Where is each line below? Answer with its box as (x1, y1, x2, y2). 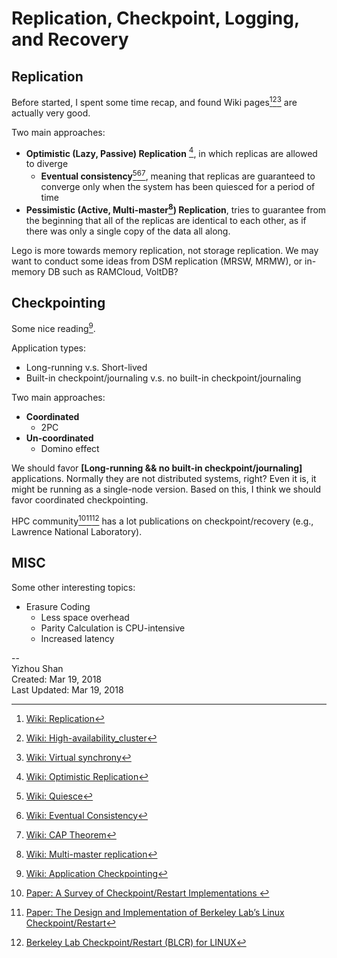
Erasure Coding (25, 600, 91, 612)
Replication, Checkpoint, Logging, (11, 7, 300, 30)
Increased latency (40, 632, 115, 644)
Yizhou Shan (11, 662, 64, 674)
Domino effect (40, 443, 100, 455)
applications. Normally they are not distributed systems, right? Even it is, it (11, 473, 317, 485)
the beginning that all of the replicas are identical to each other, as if (25, 214, 307, 226)
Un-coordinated (25, 432, 94, 444)
